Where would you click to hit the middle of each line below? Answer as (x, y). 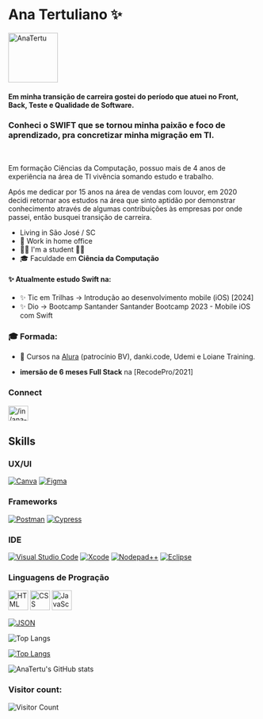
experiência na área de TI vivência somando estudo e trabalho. (111, 176)
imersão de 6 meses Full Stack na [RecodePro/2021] (107, 372)
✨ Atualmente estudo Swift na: (60, 279)
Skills (22, 442)
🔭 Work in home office (56, 240)
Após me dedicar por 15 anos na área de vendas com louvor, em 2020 (123, 191)
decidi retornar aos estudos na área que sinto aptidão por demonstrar (122, 200)
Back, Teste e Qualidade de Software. (71, 105)
